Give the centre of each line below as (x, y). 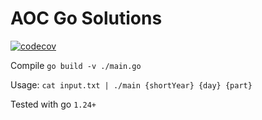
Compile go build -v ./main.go (76, 65)
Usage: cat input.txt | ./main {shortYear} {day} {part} (131, 84)
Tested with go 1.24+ (53, 104)
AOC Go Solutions (86, 18)
